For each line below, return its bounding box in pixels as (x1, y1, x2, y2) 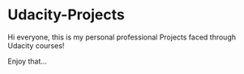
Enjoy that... (7, 56, 48, 66)
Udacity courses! (7, 40, 65, 50)
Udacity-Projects (7, 6, 125, 24)
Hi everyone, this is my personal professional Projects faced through (7, 32, 237, 42)
